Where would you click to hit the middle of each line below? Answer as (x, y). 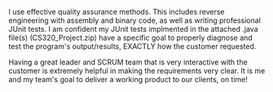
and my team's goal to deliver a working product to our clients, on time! (128, 79)
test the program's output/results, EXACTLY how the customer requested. (132, 46)
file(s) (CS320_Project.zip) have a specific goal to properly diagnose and (130, 37)
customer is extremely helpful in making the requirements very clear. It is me (137, 71)
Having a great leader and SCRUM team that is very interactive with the (128, 62)
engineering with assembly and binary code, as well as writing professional (134, 20)
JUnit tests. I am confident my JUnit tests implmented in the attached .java (133, 29)
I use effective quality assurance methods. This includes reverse (117, 12)
